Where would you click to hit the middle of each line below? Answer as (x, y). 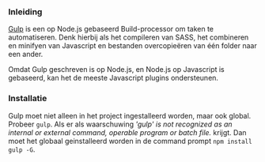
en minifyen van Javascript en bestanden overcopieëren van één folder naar (132, 46)
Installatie (28, 99)
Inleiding (25, 12)
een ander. (26, 55)
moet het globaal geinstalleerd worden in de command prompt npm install (130, 141)
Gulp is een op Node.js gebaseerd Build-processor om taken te (111, 29)
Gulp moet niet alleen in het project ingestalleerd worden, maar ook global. (130, 115)
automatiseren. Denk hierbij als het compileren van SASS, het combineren (129, 37)
